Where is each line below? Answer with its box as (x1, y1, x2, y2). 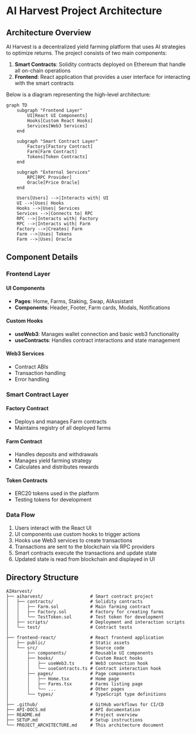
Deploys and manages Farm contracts (14, 418, 107, 425)
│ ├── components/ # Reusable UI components (6, 650, 154, 656)
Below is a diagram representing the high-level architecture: (6, 91, 151, 98)
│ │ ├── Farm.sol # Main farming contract (6, 603, 151, 610)
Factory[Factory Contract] (27, 144, 93, 150)
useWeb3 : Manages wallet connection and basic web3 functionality (14, 330, 180, 337)
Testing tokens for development (14, 496, 92, 503)
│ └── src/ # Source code (6, 645, 125, 651)
